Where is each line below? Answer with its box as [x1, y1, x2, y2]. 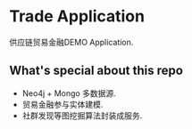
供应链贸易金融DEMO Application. [9, 36, 134, 47]
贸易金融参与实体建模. [21, 99, 104, 109]
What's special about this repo [9, 63, 183, 78]
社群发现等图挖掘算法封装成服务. [21, 109, 143, 121]
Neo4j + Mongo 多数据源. [21, 87, 116, 99]
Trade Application [9, 6, 146, 27]
